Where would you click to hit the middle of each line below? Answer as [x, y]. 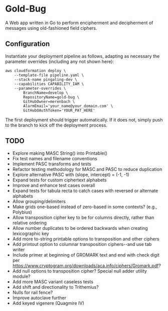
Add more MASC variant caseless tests [53, 282]
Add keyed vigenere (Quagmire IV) [48, 303]
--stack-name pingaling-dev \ [46, 79]
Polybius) [22, 212]
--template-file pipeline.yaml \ [49, 75]
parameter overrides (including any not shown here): [60, 61]
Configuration [28, 44]
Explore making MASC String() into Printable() [60, 153]
